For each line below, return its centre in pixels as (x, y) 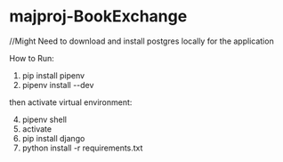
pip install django (53, 138)
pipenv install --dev (58, 85)
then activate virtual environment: (71, 102)
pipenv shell (44, 119)
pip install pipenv (53, 75)
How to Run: (32, 58)
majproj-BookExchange (98, 16)
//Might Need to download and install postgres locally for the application (141, 41)
